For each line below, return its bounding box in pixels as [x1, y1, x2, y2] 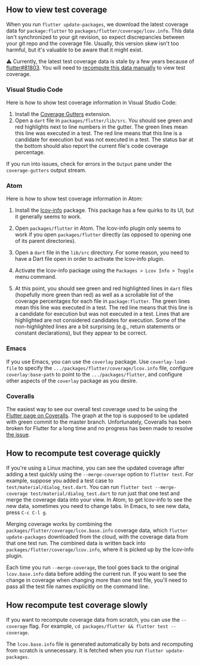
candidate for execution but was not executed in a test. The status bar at [14, 136, 194, 143]
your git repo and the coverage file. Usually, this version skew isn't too [6, 39, 179, 47]
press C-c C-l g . [6, 509, 47, 516]
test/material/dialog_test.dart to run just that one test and [30, 489, 180, 497]
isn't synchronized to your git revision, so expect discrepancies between [6, 33, 185, 41]
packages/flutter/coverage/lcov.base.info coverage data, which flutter [6, 527, 188, 534]
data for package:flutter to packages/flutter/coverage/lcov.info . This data [6, 27, 194, 34]
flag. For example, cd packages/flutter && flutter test [29, 622, 168, 629]
